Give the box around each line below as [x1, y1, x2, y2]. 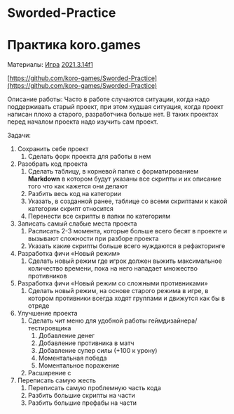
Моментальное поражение [38, 361, 120, 370]
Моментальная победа [38, 354, 107, 363]
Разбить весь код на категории [27, 190, 121, 198]
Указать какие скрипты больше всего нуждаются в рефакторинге [27, 242, 226, 250]
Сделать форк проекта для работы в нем [27, 153, 151, 161]
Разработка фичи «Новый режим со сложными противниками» [17, 279, 208, 287]
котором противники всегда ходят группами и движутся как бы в [27, 294, 226, 303]
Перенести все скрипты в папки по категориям [27, 212, 170, 221]
